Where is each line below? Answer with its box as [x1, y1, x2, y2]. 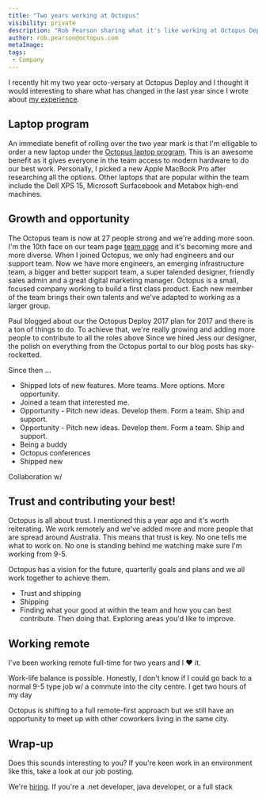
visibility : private [8, 19, 77, 27]
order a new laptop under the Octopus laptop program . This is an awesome [8, 147, 253, 156]
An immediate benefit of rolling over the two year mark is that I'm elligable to [8, 138, 257, 148]
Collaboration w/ [8, 471, 63, 481]
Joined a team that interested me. [19, 398, 130, 407]
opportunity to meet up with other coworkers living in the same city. [8, 714, 230, 724]
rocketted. [8, 350, 42, 359]
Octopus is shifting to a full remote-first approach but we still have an [8, 705, 234, 715]
